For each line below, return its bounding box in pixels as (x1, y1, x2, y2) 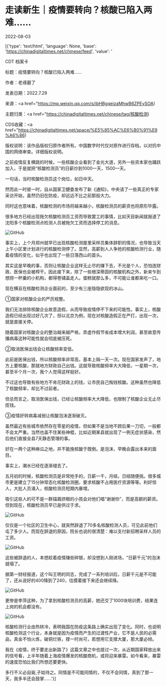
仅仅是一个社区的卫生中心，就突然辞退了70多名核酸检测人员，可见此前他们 (5, 522, 158, 528)
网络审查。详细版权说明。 (13, 149, 66, 155)
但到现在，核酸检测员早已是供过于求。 (5, 502, 83, 508)
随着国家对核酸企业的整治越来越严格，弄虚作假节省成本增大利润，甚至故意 (5, 329, 157, 335)
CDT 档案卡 (5, 58, 29, 64)
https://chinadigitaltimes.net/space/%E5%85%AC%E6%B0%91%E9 (18, 127, 158, 133)
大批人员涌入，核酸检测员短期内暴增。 (13, 485, 92, 491)
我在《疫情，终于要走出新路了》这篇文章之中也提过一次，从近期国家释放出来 (5, 646, 161, 652)
